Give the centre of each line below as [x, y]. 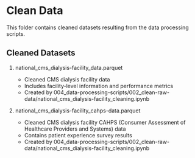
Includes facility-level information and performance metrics [99, 86]
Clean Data [35, 11]
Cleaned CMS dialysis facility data [67, 79]
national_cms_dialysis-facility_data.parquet [69, 67]
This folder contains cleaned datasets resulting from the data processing [97, 27]
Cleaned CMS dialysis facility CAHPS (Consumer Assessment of [105, 122]
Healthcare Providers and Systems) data [75, 129]
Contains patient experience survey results [78, 135]
